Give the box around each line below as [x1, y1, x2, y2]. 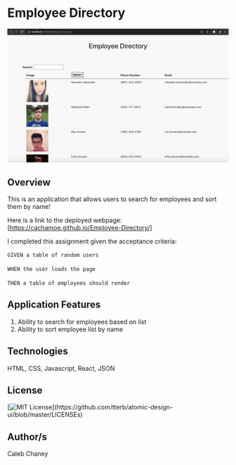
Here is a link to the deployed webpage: [7, 216, 123, 224]
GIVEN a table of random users [7, 251, 99, 258]
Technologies [7, 345, 69, 357]
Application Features [7, 299, 101, 311]
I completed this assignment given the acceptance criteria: [7, 237, 177, 246]
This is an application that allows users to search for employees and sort [7, 195, 217, 203]
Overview [7, 176, 51, 188]
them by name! [7, 202, 51, 210]
